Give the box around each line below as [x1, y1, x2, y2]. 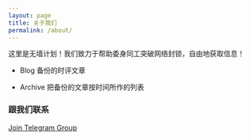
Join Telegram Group [8, 123, 78, 132]
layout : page [8, 11, 52, 20]
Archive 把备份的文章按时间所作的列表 [19, 82, 144, 92]
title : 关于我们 [8, 19, 57, 27]
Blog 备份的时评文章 [19, 66, 86, 75]
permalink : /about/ [8, 26, 73, 34]
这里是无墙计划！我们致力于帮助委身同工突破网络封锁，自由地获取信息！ [8, 49, 244, 59]
